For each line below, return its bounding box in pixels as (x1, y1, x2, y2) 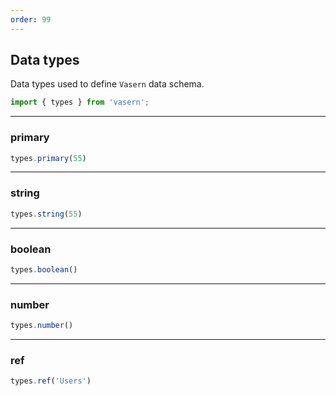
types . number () (10, 321, 74, 331)
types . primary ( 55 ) (10, 153, 87, 163)
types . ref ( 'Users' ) (10, 376, 92, 386)
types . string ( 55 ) (10, 209, 83, 219)
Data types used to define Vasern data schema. (10, 78, 205, 90)
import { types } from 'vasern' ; (10, 97, 150, 108)
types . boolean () (10, 264, 78, 275)
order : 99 (10, 14, 52, 25)
